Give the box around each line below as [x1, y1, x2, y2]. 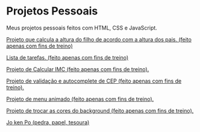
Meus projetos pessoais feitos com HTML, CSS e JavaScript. [6, 24, 158, 31]
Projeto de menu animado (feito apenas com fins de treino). [6, 95, 154, 102]
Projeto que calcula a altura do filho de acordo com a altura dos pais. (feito [6, 36, 192, 43]
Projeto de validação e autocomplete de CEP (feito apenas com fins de [6, 77, 182, 84]
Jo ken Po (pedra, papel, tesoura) [6, 119, 90, 126]
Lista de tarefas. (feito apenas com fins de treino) [6, 54, 129, 61]
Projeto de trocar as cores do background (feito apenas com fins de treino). [6, 107, 194, 114]
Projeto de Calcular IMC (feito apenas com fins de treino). [6, 65, 149, 73]
